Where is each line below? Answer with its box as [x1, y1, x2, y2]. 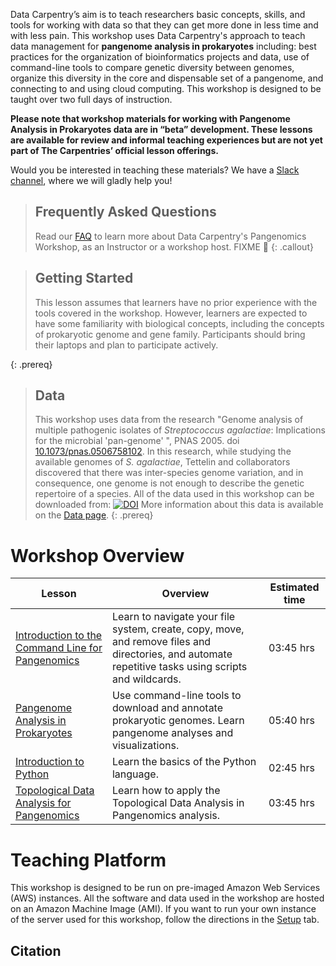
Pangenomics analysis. [111, 809, 220, 823]
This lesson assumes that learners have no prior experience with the [34, 296, 318, 308]
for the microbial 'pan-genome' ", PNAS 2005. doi [34, 435, 240, 447]
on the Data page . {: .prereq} [34, 509, 154, 521]
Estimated [269, 580, 320, 594]
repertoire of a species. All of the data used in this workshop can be [34, 488, 315, 500]
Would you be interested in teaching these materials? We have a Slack [10, 164, 300, 176]
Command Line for [15, 641, 103, 655]
